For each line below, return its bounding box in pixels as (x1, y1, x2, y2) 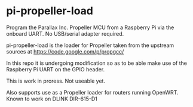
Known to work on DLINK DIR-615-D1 (6, 95, 97, 102)
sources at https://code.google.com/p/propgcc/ (6, 48, 124, 55)
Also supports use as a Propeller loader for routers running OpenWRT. (6, 89, 179, 96)
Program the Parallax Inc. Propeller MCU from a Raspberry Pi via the (6, 24, 174, 31)
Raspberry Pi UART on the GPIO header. (6, 65, 105, 73)
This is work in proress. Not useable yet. (6, 77, 106, 84)
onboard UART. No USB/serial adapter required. (6, 30, 124, 37)
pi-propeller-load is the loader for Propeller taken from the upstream (6, 42, 174, 49)
